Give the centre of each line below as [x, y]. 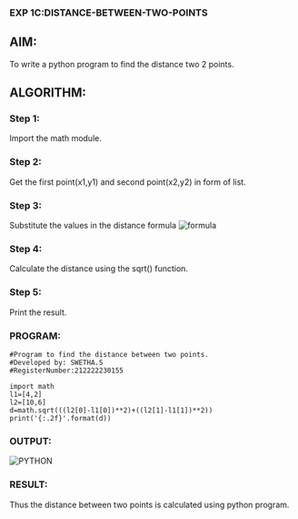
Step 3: [26, 205]
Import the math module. [55, 138]
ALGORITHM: [48, 93]
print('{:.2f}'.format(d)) [60, 418]
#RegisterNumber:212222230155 [67, 371]
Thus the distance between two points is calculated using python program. [149, 504]
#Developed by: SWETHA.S [56, 362]
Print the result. [38, 312]
